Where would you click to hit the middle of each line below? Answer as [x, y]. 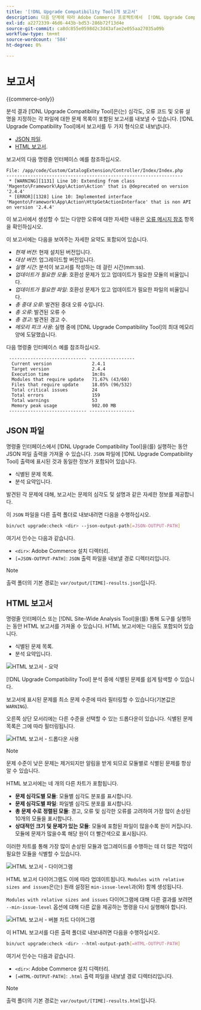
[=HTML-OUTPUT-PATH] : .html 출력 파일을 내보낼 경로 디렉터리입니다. [94, 976]
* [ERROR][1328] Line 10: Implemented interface [71, 196]
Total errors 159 [56, 395]
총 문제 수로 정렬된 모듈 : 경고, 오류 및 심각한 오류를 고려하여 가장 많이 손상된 [103, 811]
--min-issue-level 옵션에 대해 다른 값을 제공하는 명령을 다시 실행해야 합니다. [97, 907]
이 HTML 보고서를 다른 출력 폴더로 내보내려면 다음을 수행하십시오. [83, 933]
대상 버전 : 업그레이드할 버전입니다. [55, 259]
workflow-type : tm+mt [33, 34]
